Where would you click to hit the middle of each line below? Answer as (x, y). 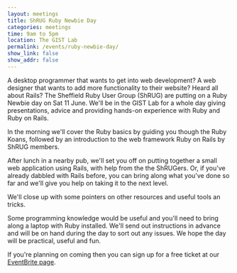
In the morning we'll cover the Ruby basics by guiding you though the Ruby (117, 131)
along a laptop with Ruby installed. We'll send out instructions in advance (114, 225)
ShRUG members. (34, 147)
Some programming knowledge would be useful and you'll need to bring (113, 218)
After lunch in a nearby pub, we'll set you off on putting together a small (112, 160)
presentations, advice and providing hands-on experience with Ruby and (114, 110)
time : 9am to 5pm (33, 34)
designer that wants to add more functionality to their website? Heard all (113, 88)
